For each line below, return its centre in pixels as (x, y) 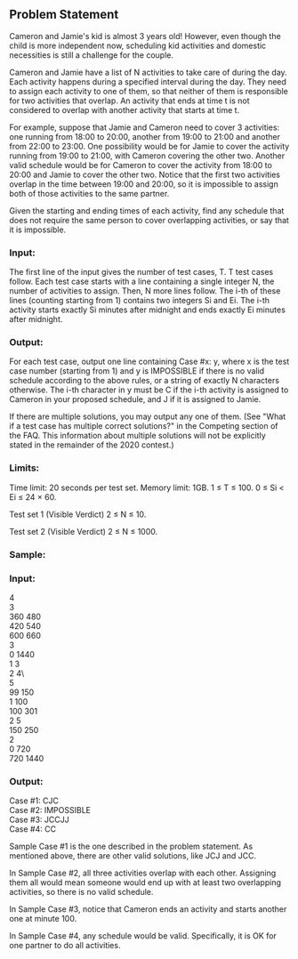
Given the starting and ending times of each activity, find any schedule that (147, 210)
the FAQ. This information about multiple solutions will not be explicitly (138, 436)
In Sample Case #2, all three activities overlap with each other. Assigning (143, 873)
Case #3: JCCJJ (39, 820)
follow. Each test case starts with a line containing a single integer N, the (142, 282)
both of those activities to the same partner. (89, 193)
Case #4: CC (32, 829)
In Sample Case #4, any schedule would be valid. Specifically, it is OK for (143, 936)
